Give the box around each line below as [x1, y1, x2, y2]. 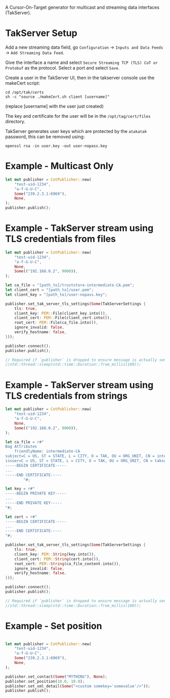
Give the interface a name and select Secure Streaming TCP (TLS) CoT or [5, 59, 158, 65]
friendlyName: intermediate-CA [14, 449, 80, 454]
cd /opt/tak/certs [5, 90, 44, 95]
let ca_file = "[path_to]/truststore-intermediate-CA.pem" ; [5, 283, 135, 288]
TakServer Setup [5, 27, 77, 39]
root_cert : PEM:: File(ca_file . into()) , [14, 320, 99, 325]
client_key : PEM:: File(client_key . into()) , [14, 310, 108, 316]
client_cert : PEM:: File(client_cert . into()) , [14, 316, 112, 321]
